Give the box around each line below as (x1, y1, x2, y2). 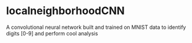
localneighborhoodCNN (6, 4, 125, 18)
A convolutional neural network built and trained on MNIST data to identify (6, 24, 187, 31)
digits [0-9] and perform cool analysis (6, 29, 98, 37)
